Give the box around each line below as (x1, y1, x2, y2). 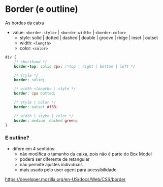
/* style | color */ (14, 100, 56, 105)
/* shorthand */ (14, 59, 48, 64)
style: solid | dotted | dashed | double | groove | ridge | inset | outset (19, 35, 159, 41)
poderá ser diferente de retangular (19, 156, 90, 162)
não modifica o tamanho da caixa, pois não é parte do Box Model (19, 151, 152, 157)
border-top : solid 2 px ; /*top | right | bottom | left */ (14, 64, 135, 69)
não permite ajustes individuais (19, 161, 83, 167)
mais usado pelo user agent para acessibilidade (19, 167, 117, 173)
